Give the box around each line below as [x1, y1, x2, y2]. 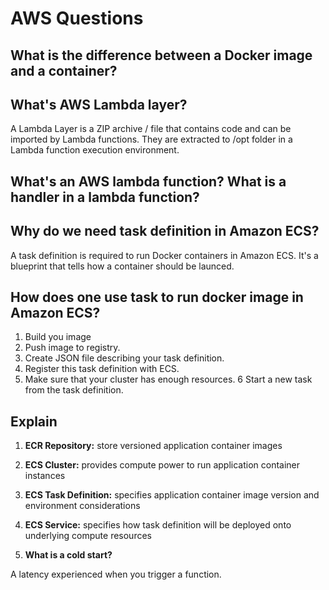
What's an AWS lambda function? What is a [10, 173, 287, 190]
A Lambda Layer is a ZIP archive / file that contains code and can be [10, 123, 292, 135]
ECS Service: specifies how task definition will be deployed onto [24, 519, 292, 531]
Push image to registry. [24, 342, 121, 354]
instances [24, 470, 66, 482]
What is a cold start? [24, 549, 113, 561]
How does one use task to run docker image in [10, 288, 304, 306]
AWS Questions [10, 7, 144, 30]
